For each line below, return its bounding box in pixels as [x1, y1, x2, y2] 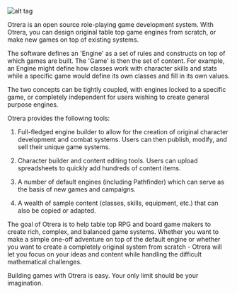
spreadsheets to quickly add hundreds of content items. [17, 164, 181, 172]
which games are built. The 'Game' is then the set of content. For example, [7, 57, 225, 65]
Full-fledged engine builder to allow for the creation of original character [17, 128, 229, 136]
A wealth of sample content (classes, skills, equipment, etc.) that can [17, 199, 219, 207]
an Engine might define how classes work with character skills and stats [7, 64, 217, 72]
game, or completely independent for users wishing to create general [7, 93, 209, 101]
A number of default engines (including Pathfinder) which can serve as [17, 177, 225, 186]
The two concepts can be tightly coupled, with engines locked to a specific [7, 86, 226, 93]
